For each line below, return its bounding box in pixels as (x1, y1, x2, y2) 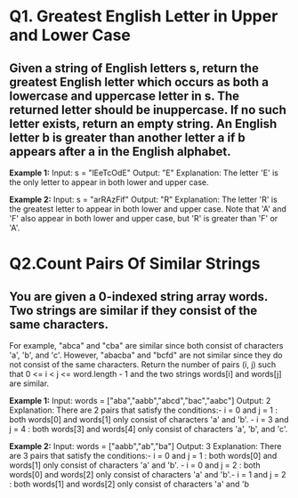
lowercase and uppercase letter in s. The (9, 88, 240, 103)
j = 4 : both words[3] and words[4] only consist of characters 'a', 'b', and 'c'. (9, 424, 288, 434)
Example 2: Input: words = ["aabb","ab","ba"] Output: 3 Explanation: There (9, 441, 282, 451)
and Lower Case (9, 25, 132, 45)
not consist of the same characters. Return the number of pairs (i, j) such (9, 359, 277, 370)
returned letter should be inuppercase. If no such (9, 102, 287, 117)
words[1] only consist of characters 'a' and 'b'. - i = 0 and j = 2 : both (9, 460, 261, 470)
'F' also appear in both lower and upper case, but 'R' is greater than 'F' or (9, 213, 278, 223)
